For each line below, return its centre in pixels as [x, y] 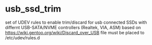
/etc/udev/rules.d [23, 38]
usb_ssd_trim [33, 9]
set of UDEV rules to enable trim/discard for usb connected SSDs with [76, 22]
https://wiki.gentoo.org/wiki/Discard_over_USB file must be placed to [75, 32]
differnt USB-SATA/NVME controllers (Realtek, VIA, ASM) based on [73, 27]
